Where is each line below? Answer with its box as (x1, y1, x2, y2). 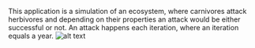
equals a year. (8, 31, 54, 40)
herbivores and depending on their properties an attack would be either (8, 15, 241, 24)
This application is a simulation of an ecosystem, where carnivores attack (8, 7, 247, 15)
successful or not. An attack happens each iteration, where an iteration (8, 23, 239, 32)
